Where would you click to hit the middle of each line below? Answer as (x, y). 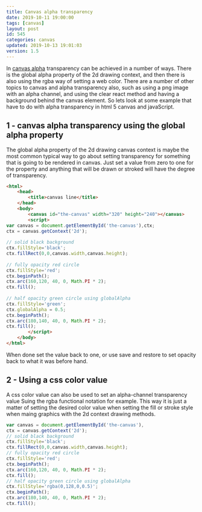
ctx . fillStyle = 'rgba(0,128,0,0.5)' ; (52, 487)
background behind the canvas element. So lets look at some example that (99, 100)
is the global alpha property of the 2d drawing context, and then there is (96, 74)
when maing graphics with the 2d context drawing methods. (81, 414)
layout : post (23, 29)
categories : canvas (31, 40)
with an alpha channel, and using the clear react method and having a (93, 93)
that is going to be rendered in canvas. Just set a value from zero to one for (100, 162)
